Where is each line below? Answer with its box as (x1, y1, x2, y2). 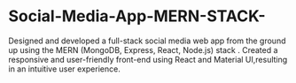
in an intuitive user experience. (8, 64, 121, 74)
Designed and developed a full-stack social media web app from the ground (8, 35, 286, 46)
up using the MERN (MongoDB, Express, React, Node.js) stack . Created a (8, 44, 278, 55)
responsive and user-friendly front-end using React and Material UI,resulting (8, 54, 288, 64)
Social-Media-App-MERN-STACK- (8, 6, 266, 26)
